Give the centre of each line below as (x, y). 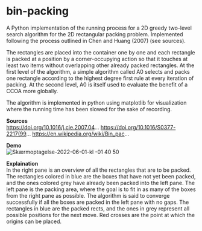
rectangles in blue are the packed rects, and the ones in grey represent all (98, 208)
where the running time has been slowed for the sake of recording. (89, 109)
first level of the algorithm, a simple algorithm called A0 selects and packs (98, 71)
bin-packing (38, 11)
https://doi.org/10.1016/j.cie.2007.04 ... (53, 127)
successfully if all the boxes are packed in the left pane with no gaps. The (98, 202)
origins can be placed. (34, 221)
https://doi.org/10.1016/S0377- (138, 127)
